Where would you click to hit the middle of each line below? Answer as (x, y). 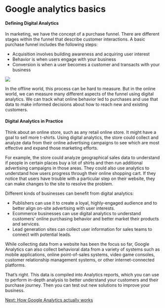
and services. (26, 224)
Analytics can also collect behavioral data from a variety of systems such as (82, 249)
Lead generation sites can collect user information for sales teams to (82, 229)
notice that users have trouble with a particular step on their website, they (80, 178)
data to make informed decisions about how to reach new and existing (77, 104)
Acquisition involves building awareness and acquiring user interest (81, 54)
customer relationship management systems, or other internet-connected (80, 260)
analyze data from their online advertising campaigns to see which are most (82, 142)
